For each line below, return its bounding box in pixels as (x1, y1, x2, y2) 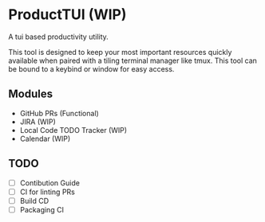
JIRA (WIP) (19, 117, 56, 127)
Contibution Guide (19, 177, 80, 188)
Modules (8, 88, 53, 101)
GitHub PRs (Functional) (19, 108, 100, 118)
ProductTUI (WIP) (8, 6, 127, 24)
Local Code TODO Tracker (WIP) (19, 125, 128, 134)
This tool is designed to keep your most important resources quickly (8, 47, 232, 56)
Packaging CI (19, 204, 64, 214)
